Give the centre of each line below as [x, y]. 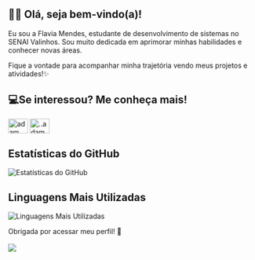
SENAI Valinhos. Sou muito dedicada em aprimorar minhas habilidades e [125, 42]
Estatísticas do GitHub [64, 154]
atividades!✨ [29, 73]
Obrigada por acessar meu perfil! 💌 [65, 232]
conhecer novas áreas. [45, 50]
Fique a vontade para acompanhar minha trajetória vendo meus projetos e [128, 65]
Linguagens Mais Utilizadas [77, 197]
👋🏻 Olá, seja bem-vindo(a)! [75, 15]
